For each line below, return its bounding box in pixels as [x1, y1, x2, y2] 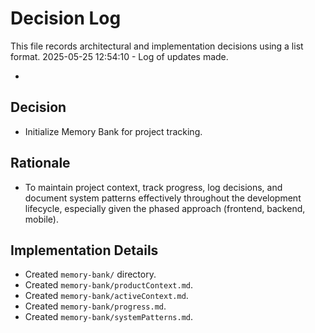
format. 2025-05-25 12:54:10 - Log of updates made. [10, 50, 229, 62]
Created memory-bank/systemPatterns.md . [24, 311, 193, 323]
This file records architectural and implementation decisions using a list [10, 40, 304, 52]
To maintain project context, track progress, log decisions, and [24, 181, 283, 193]
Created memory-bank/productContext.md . [24, 279, 193, 291]
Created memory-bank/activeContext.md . [24, 290, 189, 302]
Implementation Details [10, 242, 159, 259]
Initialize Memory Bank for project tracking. [24, 125, 203, 137]
